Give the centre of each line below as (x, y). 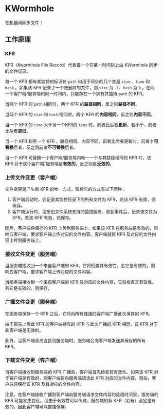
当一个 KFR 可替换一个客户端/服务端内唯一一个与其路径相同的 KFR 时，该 (78, 158)
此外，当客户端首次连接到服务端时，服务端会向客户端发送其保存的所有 (75, 340)
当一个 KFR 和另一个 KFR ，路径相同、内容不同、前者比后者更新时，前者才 (80, 141)
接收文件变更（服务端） (32, 254)
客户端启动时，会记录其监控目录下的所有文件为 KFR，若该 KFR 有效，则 (84, 199)
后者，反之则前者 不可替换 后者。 (46, 147)
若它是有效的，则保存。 (28, 288)
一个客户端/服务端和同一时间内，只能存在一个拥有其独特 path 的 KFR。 (76, 94)
